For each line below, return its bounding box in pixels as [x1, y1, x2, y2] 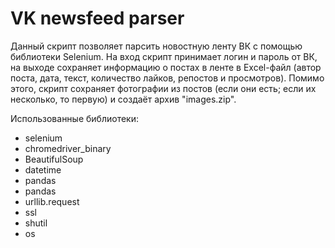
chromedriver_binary [24, 142, 112, 154]
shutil [24, 217, 48, 229]
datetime [24, 163, 62, 176]
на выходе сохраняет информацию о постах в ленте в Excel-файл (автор [10, 61, 322, 73]
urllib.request [24, 195, 80, 207]
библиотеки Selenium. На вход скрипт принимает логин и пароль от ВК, [10, 50, 318, 62]
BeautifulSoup [24, 153, 84, 165]
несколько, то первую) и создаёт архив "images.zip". [10, 93, 237, 105]
